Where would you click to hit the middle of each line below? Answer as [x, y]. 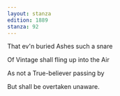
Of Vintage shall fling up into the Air [58, 60]
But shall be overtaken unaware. [53, 87]
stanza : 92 [23, 26]
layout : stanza [29, 14]
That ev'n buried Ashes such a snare [60, 47]
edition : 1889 [28, 20]
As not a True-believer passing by [56, 73]
